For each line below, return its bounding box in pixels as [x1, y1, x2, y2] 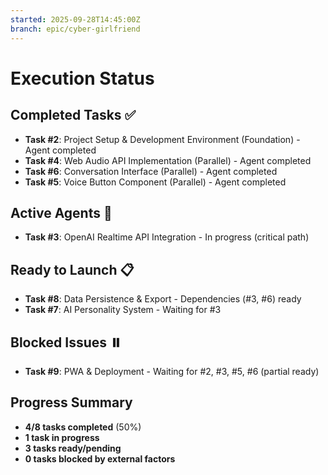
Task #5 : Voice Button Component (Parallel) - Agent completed [24, 176, 287, 188]
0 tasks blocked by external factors [24, 452, 176, 465]
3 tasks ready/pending [24, 442, 122, 454]
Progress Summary [10, 394, 133, 411]
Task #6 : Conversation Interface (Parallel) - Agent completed [24, 165, 278, 177]
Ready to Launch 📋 [10, 261, 135, 278]
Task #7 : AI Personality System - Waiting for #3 [24, 304, 222, 316]
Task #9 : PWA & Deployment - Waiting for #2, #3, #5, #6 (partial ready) [24, 365, 320, 377]
